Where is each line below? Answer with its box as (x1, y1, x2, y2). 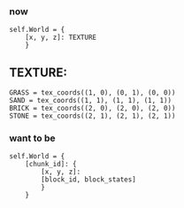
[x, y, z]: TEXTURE (25, 33, 97, 42)
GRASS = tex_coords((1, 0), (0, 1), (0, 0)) (9, 89, 176, 97)
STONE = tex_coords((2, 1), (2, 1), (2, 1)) (9, 112, 176, 120)
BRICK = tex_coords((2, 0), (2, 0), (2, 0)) (9, 104, 176, 113)
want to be (9, 132, 56, 144)
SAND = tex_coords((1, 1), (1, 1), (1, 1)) (9, 96, 172, 105)
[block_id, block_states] (41, 175, 137, 184)
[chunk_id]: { (25, 160, 77, 169)
